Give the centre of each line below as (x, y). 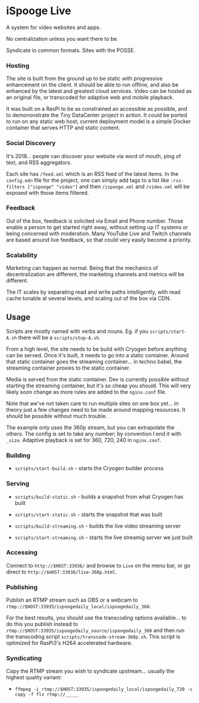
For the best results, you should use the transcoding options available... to (96, 618)
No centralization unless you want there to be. (62, 38)
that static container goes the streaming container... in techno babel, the (94, 361)
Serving (18, 484)
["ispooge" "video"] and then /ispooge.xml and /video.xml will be (109, 186)
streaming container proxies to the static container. (68, 368)
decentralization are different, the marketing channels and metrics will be (95, 274)
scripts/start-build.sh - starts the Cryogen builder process (89, 468)
